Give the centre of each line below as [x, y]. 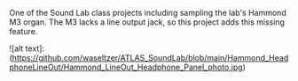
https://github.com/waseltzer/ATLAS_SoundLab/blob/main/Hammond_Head [150, 58]
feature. [24, 31]
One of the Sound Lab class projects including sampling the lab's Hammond [148, 13]
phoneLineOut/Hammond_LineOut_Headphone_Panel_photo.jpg [126, 67]
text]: [35, 48]
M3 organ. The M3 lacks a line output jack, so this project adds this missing [147, 22]
